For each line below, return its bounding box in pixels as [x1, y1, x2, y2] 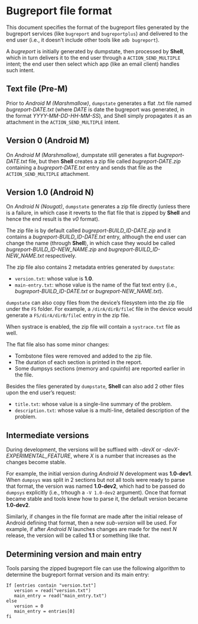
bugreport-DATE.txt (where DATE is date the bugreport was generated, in [6, 105, 185, 113]
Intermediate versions [6, 430, 89, 440]
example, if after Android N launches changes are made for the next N [6, 526, 177, 533]
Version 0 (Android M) [6, 136, 90, 146]
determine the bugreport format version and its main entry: [6, 571, 150, 578]
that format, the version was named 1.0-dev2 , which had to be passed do [6, 483, 186, 490]
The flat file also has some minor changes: [6, 341, 110, 348]
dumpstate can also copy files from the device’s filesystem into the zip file [6, 299, 184, 306]
